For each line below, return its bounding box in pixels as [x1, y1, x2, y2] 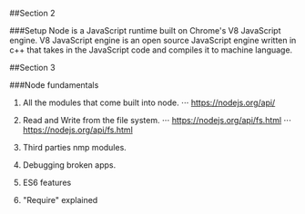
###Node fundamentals [9, 80, 99, 90]
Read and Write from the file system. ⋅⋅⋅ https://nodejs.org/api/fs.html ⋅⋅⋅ [22, 115, 291, 125]
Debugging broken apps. [22, 160, 117, 170]
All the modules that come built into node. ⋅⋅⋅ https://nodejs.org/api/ [22, 97, 276, 108]
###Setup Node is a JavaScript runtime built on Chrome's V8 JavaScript [9, 25, 281, 35]
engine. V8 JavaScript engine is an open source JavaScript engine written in [9, 35, 297, 45]
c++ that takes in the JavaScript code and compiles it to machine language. [9, 44, 293, 55]
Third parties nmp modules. [22, 142, 127, 152]
